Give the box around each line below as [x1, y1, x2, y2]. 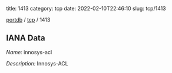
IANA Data [6, 33, 45, 43]
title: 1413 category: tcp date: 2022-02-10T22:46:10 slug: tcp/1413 [6, 5, 166, 12]
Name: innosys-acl [6, 48, 52, 55]
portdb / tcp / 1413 [6, 16, 51, 23]
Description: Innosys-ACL [6, 60, 69, 67]
